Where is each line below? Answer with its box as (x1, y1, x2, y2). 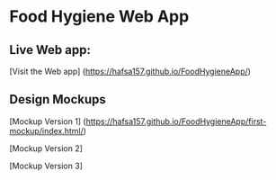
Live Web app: (9, 42, 92, 58)
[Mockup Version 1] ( (9, 115, 87, 127)
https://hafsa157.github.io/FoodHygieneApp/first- (85, 115, 267, 127)
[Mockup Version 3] (9, 160, 84, 171)
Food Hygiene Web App (9, 6, 190, 27)
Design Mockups (9, 92, 106, 107)
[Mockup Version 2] (9, 142, 84, 154)
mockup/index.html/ (9, 125, 84, 136)
